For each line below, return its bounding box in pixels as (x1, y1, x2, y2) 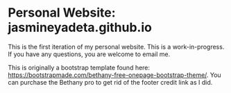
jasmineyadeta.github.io (8, 19, 152, 35)
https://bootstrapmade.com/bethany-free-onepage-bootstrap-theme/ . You (8, 71, 221, 79)
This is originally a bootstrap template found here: (8, 63, 151, 71)
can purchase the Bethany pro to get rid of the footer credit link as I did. (8, 78, 213, 86)
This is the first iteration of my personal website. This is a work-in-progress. (8, 42, 225, 51)
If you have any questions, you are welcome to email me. (8, 50, 171, 58)
